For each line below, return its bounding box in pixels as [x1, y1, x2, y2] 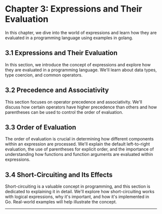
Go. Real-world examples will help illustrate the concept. [5, 199, 117, 205]
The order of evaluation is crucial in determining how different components [5, 136, 154, 142]
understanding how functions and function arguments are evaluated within [5, 152, 153, 157]
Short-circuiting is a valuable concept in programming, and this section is [5, 183, 150, 189]
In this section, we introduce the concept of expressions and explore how [5, 61, 151, 67]
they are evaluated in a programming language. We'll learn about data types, [5, 67, 157, 73]
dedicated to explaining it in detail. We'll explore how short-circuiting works [5, 189, 155, 195]
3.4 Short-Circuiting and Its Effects [5, 170, 113, 179]
